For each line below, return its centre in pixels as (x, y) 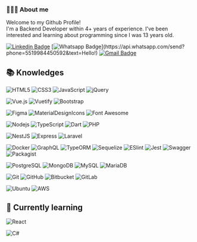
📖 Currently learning (45, 207)
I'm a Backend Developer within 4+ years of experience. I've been (87, 29)
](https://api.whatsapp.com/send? (143, 46)
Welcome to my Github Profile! (44, 23)
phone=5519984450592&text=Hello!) (52, 53)
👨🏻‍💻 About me (27, 10)
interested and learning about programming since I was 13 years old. (90, 35)
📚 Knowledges (35, 72)
